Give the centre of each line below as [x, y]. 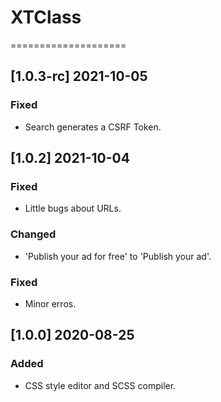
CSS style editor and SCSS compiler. [100, 385]
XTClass [46, 17]
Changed [33, 234]
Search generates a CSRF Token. [93, 127]
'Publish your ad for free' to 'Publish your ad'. [118, 256]
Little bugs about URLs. [73, 208]
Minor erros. [50, 303]
